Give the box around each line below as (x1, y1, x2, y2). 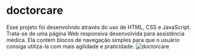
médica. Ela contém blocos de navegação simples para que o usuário (6, 36, 180, 43)
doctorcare (6, 4, 64, 17)
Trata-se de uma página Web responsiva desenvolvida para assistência (6, 30, 185, 37)
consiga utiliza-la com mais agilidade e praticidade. (6, 43, 135, 50)
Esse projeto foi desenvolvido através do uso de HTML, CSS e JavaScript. (6, 23, 191, 31)
